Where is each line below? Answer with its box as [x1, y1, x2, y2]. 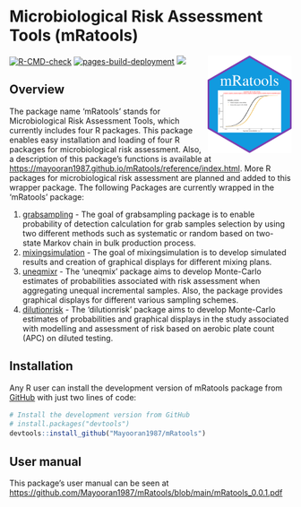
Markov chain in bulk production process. [43, 237, 197, 248]
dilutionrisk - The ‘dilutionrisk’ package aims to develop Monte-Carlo [21, 304, 276, 314]
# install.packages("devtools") [9, 419, 130, 429]
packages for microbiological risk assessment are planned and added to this [9, 172, 291, 183]
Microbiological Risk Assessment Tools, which [9, 115, 180, 126]
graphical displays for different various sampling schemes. [21, 294, 239, 305]
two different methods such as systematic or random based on [21, 228, 255, 238]
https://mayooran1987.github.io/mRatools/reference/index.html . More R [9, 163, 271, 174]
